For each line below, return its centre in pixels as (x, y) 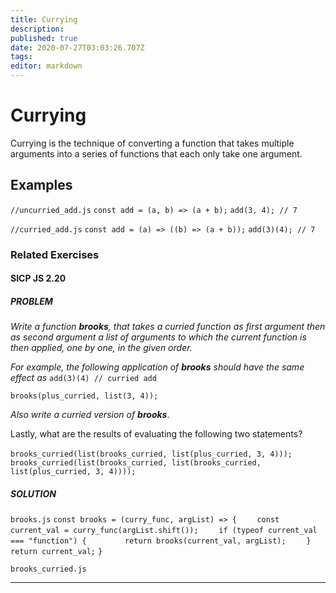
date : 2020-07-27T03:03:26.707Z (77, 47)
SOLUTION (33, 493)
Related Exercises (55, 254)
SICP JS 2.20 (38, 278)
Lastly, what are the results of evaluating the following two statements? (156, 434)
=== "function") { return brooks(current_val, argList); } (161, 541)
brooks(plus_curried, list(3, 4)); (84, 396)
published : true (44, 38)
